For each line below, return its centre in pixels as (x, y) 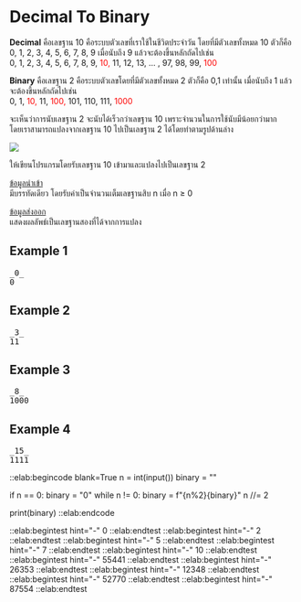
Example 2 (40, 311)
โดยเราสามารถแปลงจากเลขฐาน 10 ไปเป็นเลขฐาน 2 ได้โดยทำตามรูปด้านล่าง (122, 129)
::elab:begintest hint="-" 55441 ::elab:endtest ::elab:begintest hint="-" (140, 560)
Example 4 (40, 429)
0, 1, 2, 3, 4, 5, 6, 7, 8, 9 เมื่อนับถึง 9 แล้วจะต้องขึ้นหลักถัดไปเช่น (112, 52)
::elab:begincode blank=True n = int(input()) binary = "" (113, 478)
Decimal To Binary (80, 17)
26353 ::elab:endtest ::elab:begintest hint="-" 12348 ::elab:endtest (135, 570)
